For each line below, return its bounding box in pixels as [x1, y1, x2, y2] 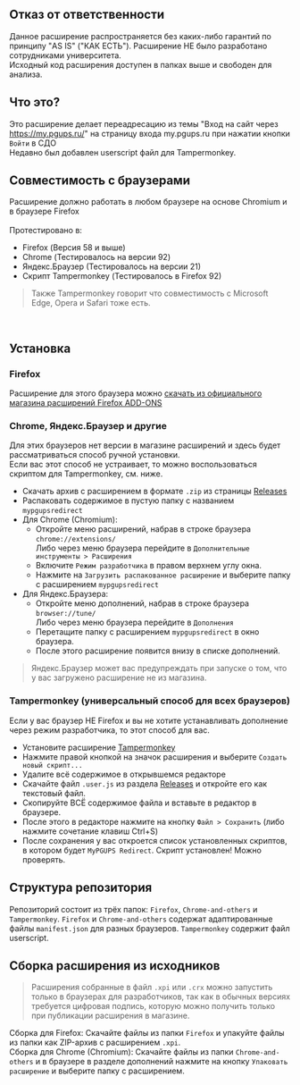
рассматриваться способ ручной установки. [9, 450, 180, 460]
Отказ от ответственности [9, 7, 165, 22]
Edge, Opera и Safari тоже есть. [30, 298, 151, 308]
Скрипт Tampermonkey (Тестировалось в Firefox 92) [21, 271, 222, 282]
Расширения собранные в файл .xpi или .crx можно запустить [30, 982, 273, 993]
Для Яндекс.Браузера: [21, 589, 109, 600]
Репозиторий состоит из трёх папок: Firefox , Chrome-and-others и [9, 904, 258, 914]
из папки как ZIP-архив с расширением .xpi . [9, 1037, 181, 1048]
